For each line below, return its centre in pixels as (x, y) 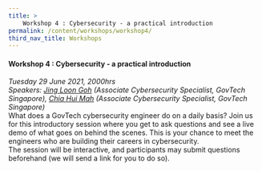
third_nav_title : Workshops (55, 38)
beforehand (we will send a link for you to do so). (89, 158)
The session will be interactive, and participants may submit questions (124, 150)
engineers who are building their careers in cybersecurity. (104, 141)
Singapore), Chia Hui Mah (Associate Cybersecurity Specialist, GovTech (128, 99)
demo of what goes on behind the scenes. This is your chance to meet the (131, 132)
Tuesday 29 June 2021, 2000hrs (62, 82)
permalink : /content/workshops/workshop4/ (80, 31)
